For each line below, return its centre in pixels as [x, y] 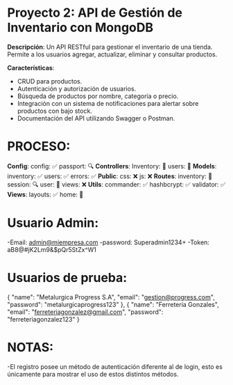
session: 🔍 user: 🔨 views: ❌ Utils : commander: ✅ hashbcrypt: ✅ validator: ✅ [116, 184]
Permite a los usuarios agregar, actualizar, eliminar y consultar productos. [112, 54]
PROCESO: [39, 147]
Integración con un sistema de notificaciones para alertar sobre [108, 103]
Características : [31, 68]
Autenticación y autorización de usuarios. [77, 88]
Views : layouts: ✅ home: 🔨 [45, 194]
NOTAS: [31, 347]
